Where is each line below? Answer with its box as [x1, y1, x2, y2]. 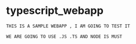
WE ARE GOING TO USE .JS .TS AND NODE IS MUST [6, 34, 122, 39]
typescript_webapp [6, 4, 104, 17]
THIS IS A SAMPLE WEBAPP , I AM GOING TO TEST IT [6, 23, 131, 29]
